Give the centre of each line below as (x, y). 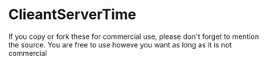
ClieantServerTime (72, 15)
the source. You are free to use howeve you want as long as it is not (120, 44)
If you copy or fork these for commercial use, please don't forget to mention (133, 36)
